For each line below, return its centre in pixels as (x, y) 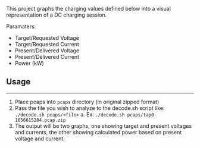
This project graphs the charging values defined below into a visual (89, 9)
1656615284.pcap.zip (40, 120)
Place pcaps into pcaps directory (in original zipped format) (87, 102)
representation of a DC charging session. (57, 15)
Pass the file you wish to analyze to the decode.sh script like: (90, 108)
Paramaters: (21, 26)
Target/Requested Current (47, 44)
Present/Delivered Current (47, 57)
